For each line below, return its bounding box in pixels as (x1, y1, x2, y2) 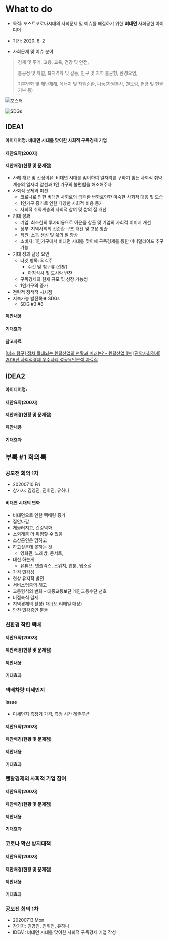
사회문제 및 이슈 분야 (12, 48, 54, 54)
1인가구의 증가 (20, 282, 48, 288)
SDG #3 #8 (20, 301, 44, 307)
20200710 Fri (12, 481, 40, 487)
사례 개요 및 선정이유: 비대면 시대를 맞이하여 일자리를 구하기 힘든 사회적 (12, 174, 153, 180)
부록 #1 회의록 (5, 453, 47, 461)
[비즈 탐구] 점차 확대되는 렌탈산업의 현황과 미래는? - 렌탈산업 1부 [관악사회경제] (5, 350, 161, 356)
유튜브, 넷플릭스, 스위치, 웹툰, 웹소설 (20, 563, 92, 569)
